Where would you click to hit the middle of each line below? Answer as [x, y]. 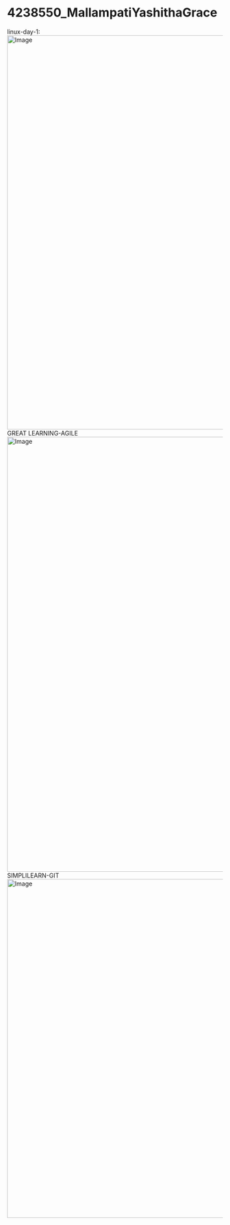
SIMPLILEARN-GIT [33, 875]
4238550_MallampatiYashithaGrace [112, 13]
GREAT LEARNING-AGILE [43, 433]
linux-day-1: [24, 32]
